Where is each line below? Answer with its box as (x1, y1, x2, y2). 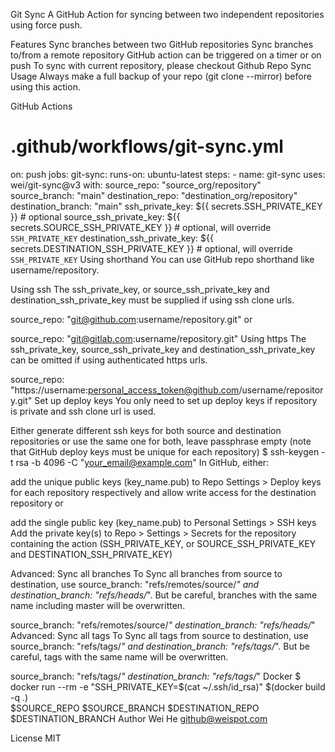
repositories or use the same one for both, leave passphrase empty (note (10, 435, 312, 447)
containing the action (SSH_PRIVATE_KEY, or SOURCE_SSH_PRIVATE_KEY (10, 537, 317, 549)
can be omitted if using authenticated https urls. (10, 354, 208, 366)
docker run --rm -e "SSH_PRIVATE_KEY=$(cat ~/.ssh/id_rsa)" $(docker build (10, 680, 326, 693)
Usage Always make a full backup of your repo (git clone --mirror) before (10, 70, 312, 82)
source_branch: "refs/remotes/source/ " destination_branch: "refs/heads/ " (10, 619, 316, 631)
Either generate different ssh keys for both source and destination (10, 424, 282, 436)
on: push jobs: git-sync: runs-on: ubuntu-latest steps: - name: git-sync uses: (10, 168, 326, 180)
